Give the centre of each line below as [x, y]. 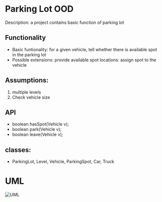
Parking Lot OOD [39, 9]
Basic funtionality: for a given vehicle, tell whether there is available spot [84, 49]
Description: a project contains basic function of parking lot [65, 22]
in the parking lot [29, 55]
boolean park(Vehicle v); [37, 129]
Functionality [26, 38]
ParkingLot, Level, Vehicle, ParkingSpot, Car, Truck [63, 162]
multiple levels [27, 92]
